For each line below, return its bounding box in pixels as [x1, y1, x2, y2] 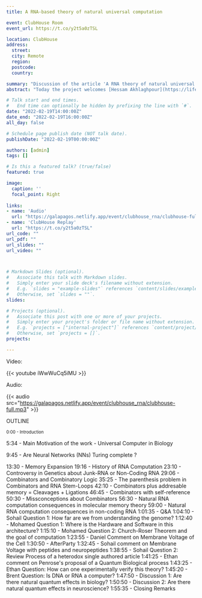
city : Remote [11, 53, 44, 59]
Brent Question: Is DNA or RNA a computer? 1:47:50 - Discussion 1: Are [6, 571, 182, 579]
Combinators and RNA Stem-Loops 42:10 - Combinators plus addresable [6, 482, 187, 489]
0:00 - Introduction [6, 429, 44, 435]
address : [6, 42, 28, 48]
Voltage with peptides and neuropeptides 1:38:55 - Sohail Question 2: [6, 546, 179, 553]
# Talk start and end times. [6, 97, 79, 103]
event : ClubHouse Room [6, 19, 63, 26]
